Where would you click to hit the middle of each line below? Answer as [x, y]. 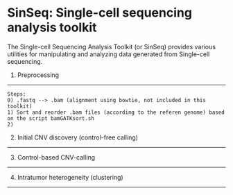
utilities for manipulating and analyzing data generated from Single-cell [109, 54]
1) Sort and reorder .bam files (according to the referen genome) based [116, 112]
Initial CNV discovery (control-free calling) [78, 137]
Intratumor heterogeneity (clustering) [70, 177]
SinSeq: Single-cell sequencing [100, 13]
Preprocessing [38, 75]
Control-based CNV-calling [56, 157]
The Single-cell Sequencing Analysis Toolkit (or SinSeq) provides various [112, 46]
